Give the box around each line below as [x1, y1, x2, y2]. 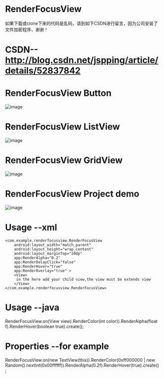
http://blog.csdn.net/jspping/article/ [5, 55, 159, 66]
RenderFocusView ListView [5, 121, 120, 133]
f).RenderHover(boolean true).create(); [5, 323, 84, 329]
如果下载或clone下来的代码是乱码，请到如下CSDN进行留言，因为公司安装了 [5, 20, 159, 26]
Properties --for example [5, 341, 109, 352]
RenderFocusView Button [5, 88, 112, 99]
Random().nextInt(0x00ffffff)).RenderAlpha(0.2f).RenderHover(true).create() [5, 362, 159, 368]
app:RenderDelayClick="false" [14, 260, 76, 265]
